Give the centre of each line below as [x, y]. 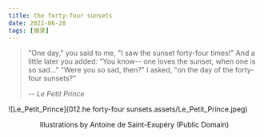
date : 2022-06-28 [37, 23]
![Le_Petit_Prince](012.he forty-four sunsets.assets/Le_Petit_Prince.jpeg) [128, 109]
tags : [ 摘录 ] [29, 30]
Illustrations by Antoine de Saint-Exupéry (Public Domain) [134, 125]
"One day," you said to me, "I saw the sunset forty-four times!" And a [142, 53]
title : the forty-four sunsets [60, 16]
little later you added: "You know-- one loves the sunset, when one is [142, 61]
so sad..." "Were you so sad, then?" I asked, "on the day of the [130, 70]
